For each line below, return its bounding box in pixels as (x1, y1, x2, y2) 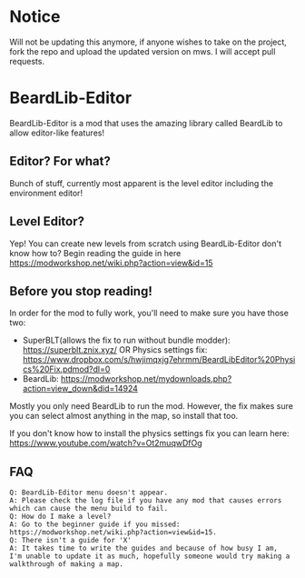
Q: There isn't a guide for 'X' (9, 536, 132, 545)
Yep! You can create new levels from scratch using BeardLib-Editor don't (9, 238, 281, 249)
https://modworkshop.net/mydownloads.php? (60, 374, 232, 384)
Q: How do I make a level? (9, 512, 112, 522)
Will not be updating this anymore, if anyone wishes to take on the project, (9, 36, 288, 47)
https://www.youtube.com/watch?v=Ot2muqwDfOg (9, 438, 202, 449)
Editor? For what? (9, 154, 112, 169)
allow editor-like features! (9, 127, 104, 138)
